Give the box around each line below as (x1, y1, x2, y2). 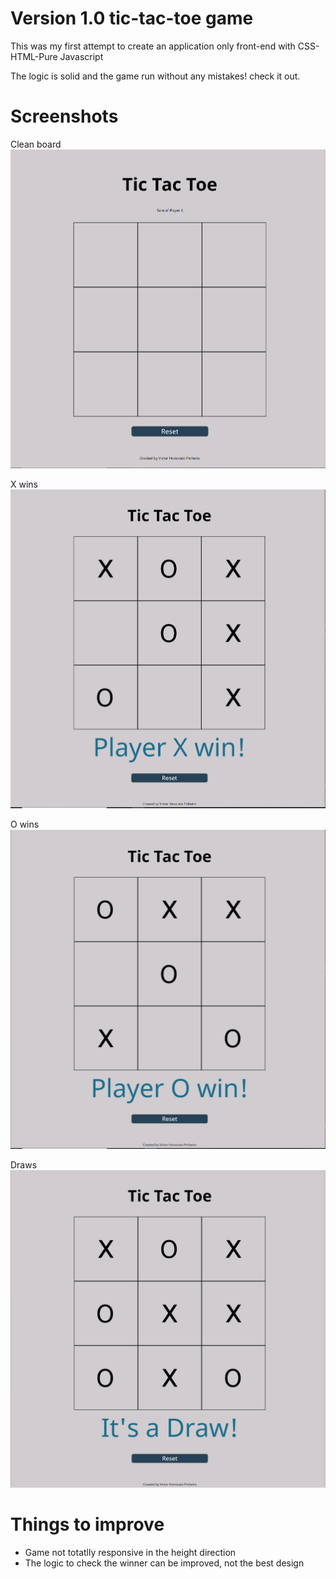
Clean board (10, 138, 62, 150)
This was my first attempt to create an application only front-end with (10, 40, 296, 52)
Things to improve (10, 1513, 165, 1536)
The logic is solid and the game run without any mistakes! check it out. (10, 70, 301, 82)
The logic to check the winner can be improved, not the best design (24, 1557, 305, 1569)
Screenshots (10, 105, 119, 128)
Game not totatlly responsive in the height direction (24, 1547, 237, 1559)
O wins (10, 818, 40, 831)
